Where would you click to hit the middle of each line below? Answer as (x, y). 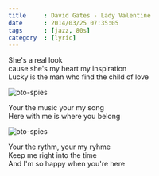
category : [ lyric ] (43, 38)
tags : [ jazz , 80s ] (49, 30)
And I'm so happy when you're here (67, 164)
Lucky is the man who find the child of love (79, 77)
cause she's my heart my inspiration (68, 69)
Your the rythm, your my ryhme (60, 147)
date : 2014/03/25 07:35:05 (64, 23)
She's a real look (35, 60)
